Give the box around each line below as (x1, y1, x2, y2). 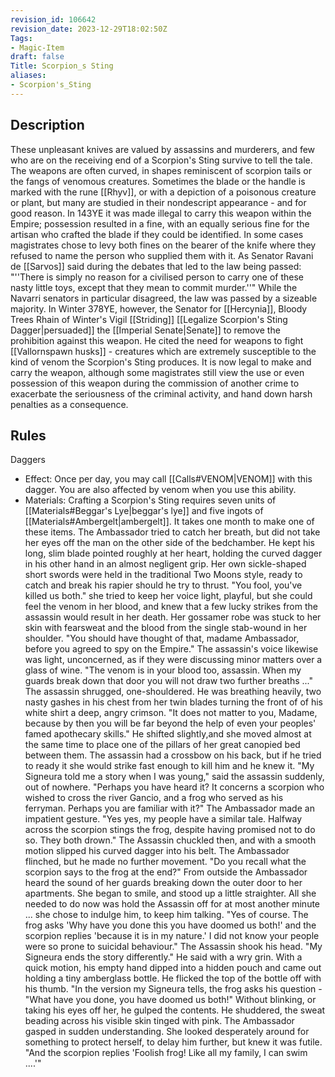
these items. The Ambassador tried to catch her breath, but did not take (24, 526, 321, 538)
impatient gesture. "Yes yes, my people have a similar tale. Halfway (24, 813, 303, 825)
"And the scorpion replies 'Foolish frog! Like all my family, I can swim (24, 1047, 308, 1059)
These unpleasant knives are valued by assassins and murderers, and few (10, 143, 316, 155)
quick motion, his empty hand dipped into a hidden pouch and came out (24, 962, 322, 974)
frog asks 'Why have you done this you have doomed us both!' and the (24, 919, 317, 931)
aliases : (10, 71, 47, 81)
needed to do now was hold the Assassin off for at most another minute (24, 898, 321, 910)
